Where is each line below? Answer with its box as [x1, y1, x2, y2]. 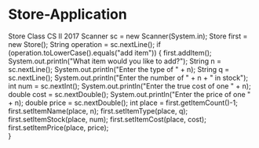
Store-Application [8, 5, 127, 23]
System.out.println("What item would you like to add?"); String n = [8, 56, 222, 66]
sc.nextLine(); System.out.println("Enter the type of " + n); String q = [8, 64, 230, 74]
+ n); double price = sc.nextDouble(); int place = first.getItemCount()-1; [8, 98, 238, 107]
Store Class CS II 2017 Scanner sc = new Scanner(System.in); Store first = [8, 31, 248, 41]
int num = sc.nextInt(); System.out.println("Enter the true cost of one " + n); [8, 81, 251, 91]
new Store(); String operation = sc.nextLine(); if [8, 39, 161, 49]
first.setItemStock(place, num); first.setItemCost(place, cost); [8, 114, 206, 124]
